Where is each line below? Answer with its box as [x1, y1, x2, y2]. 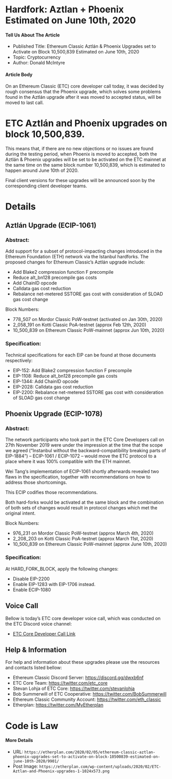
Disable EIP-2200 [12, 575, 50, 582]
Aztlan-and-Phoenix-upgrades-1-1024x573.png [12, 768, 110, 774]
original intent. [5, 510, 36, 517]
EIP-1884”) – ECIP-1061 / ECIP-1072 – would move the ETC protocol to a [5, 453, 157, 459]
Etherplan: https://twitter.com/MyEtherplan [12, 702, 104, 708]
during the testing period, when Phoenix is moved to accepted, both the [5, 151, 158, 157]
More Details [5, 737, 33, 743]
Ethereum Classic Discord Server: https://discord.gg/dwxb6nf [12, 675, 144, 681]
